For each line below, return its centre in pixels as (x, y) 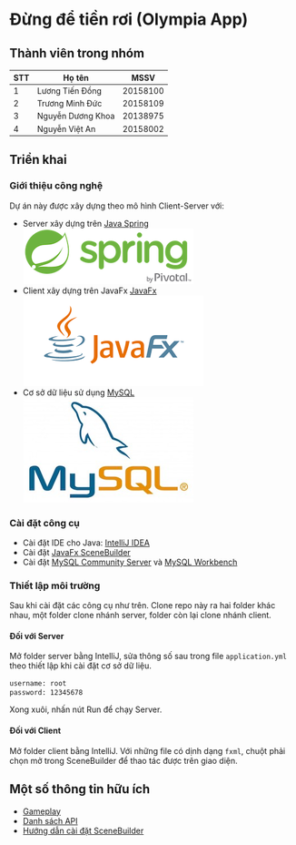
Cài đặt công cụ (44, 523)
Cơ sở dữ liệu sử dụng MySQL (79, 392)
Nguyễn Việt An (66, 128)
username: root (38, 684)
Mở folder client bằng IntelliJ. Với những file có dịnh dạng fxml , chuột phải (148, 750)
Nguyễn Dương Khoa (76, 116)
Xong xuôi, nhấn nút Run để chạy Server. (86, 709)
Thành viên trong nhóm (77, 53)
